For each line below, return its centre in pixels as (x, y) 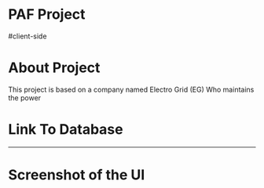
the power (25, 98)
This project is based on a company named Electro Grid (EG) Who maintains (131, 89)
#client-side (27, 36)
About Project (54, 68)
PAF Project (47, 14)
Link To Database (66, 130)
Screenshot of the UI (77, 175)
